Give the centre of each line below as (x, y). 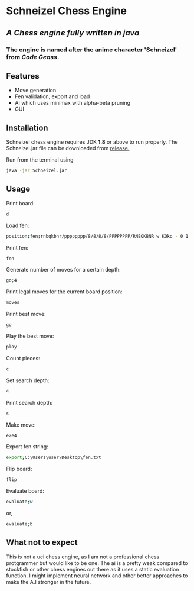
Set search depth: (28, 380)
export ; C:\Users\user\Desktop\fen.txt (54, 458)
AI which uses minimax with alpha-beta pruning (73, 103)
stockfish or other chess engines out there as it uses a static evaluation (93, 569)
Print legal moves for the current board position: (64, 292)
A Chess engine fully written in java (73, 33)
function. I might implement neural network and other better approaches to (97, 576)
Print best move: (26, 314)
